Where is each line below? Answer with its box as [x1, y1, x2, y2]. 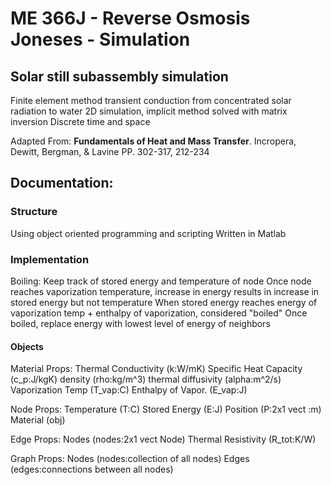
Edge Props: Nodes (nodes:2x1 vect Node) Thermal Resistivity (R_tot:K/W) [10, 433, 317, 446]
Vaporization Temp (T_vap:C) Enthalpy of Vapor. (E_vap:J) [10, 384, 248, 396]
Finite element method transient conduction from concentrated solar [10, 95, 292, 106]
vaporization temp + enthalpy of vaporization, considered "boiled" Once [10, 307, 308, 319]
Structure [10, 205, 58, 219]
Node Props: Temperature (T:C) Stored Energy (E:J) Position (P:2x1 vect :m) [10, 403, 322, 416]
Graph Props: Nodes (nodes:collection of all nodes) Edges [10, 453, 250, 465]
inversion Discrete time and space [10, 116, 151, 127]
